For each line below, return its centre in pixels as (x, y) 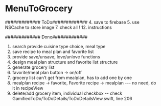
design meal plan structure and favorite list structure (65, 62)
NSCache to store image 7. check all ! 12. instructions (58, 27)
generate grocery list (33, 67)
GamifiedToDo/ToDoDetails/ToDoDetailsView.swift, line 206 (72, 98)
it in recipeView (28, 88)
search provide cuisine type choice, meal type (59, 46)
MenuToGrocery (39, 9)
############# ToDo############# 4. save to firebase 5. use (72, 22)
